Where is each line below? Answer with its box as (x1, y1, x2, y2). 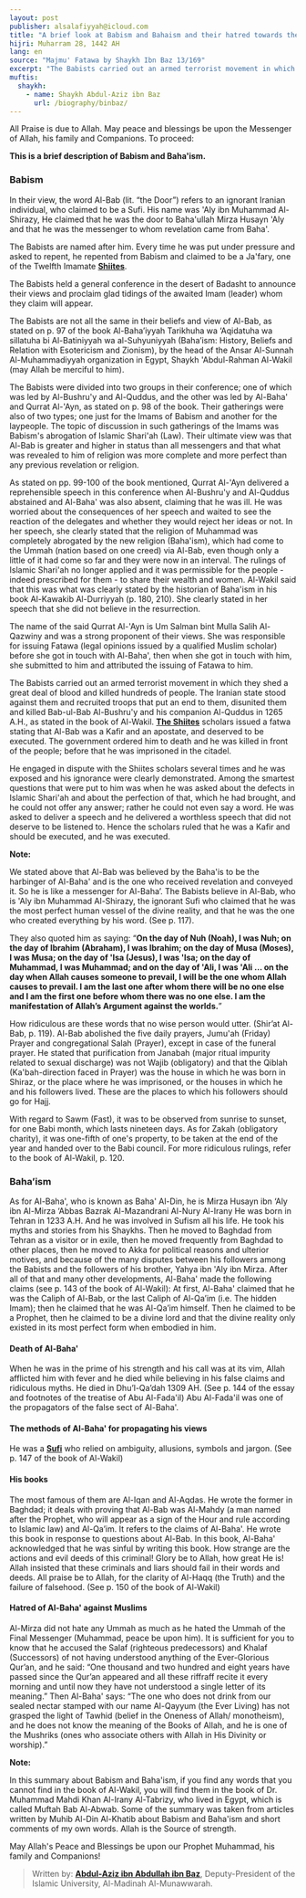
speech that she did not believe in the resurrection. (9, 603, 201, 614)
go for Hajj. (9, 1095, 52, 1106)
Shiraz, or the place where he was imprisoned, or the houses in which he (9, 1076, 283, 1087)
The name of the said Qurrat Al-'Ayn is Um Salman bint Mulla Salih (9, 620, 258, 631)
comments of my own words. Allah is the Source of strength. (9, 1823, 237, 1834)
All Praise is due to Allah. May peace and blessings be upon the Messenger (9, 123, 292, 134)
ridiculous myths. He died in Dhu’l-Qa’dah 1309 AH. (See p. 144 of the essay (9, 1383, 295, 1394)
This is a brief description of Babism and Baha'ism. (9, 151, 207, 162)
